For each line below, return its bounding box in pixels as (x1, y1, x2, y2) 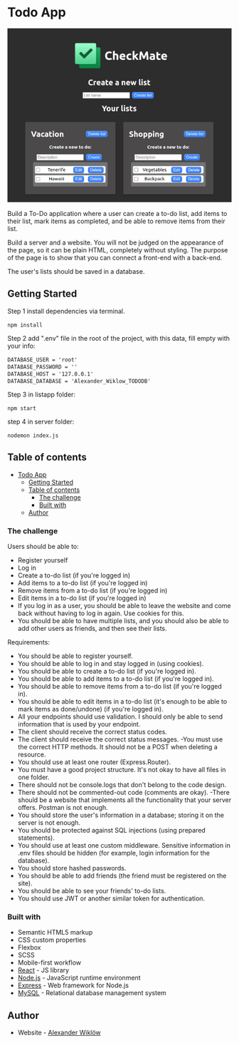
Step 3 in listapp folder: (7, 390, 76, 399)
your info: (7, 341, 36, 350)
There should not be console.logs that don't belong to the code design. (17, 780, 226, 788)
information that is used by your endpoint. (17, 719, 141, 728)
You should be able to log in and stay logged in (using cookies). (17, 659, 204, 667)
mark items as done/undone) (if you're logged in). (17, 704, 164, 713)
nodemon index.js (7, 432, 59, 439)
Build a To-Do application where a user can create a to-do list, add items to (7, 209, 228, 217)
